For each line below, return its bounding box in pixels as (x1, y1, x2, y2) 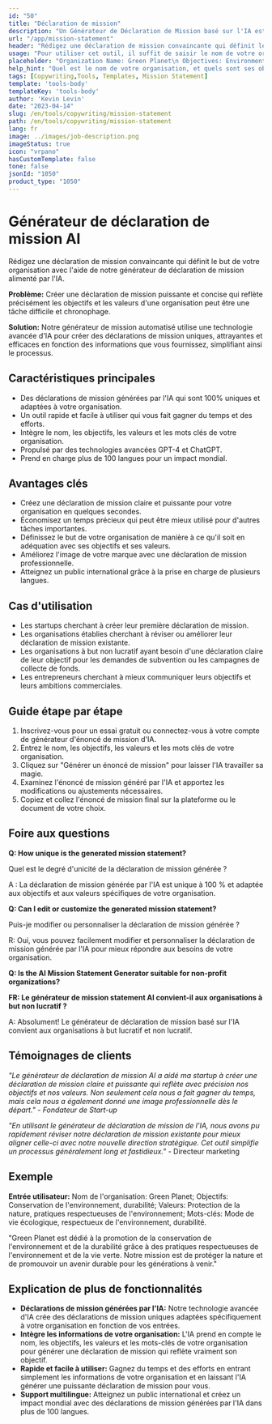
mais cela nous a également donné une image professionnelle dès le (8, 1096, 239, 1106)
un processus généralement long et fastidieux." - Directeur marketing (8, 1146, 240, 1156)
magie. (19, 769, 44, 778)
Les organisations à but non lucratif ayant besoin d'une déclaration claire (19, 646, 264, 656)
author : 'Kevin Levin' (8, 95, 85, 103)
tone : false (8, 163, 49, 171)
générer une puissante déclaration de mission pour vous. (19, 1381, 210, 1391)
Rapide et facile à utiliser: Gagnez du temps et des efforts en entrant (19, 1364, 251, 1374)
